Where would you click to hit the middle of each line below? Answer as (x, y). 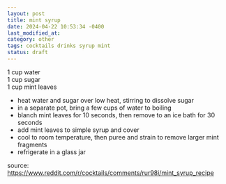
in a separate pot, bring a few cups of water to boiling (95, 108)
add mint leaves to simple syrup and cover (78, 130)
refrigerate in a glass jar (51, 152)
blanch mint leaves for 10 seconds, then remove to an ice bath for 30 (116, 115)
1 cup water (24, 72)
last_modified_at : (34, 33)
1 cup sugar (24, 79)
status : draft (28, 53)
